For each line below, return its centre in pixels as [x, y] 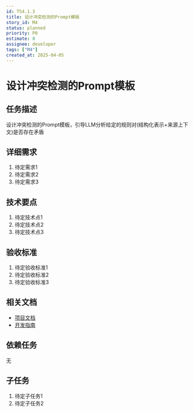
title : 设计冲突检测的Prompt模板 [43, 17]
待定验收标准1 [31, 268]
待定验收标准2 [32, 275]
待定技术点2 [29, 225]
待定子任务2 [29, 403]
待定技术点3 [29, 232]
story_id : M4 [22, 22]
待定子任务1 [28, 396]
